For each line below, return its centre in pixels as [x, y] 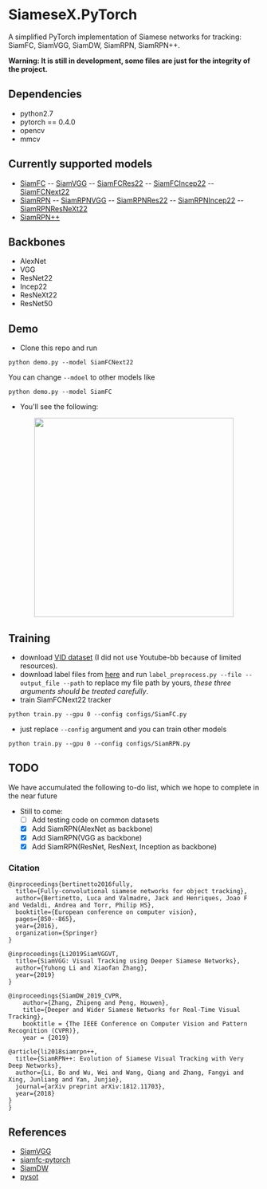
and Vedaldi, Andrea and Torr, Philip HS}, [82, 906]
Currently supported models [80, 164]
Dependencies [45, 94]
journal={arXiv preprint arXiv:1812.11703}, [90, 1087]
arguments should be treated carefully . [84, 691]
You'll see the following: [59, 407]
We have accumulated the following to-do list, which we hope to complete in [134, 787]
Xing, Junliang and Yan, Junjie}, [66, 1080]
